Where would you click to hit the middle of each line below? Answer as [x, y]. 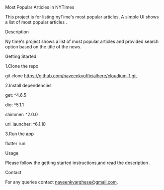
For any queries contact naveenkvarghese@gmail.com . [62, 182]
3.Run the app [19, 134]
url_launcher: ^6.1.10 [26, 124]
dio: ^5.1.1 [14, 105]
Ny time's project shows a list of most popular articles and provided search [82, 41]
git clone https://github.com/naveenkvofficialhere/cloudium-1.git [71, 76]
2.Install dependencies [28, 85]
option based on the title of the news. [43, 47]
